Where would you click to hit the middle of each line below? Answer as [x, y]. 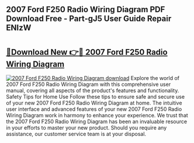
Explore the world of [155, 78]
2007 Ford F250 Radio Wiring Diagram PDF [86, 10]
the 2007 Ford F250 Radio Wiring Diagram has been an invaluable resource [97, 121]
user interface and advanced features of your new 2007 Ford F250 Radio [94, 109]
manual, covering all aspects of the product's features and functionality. [93, 90]
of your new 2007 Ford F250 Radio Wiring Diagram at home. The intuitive [94, 103]
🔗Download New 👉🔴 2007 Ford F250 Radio [87, 52]
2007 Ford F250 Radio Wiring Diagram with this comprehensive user [89, 84]
